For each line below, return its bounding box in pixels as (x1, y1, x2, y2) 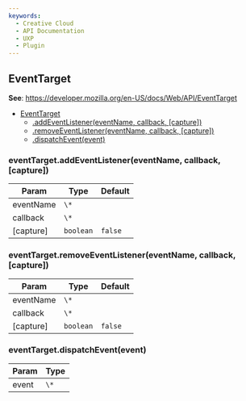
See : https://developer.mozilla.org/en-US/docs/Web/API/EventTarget (8, 93, 238, 102)
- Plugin (15, 42, 45, 50)
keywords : (8, 11, 42, 20)
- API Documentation (15, 27, 85, 35)
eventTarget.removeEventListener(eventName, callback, (8, 249, 236, 261)
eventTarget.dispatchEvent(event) (8, 345, 147, 356)
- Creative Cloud (15, 19, 74, 27)
